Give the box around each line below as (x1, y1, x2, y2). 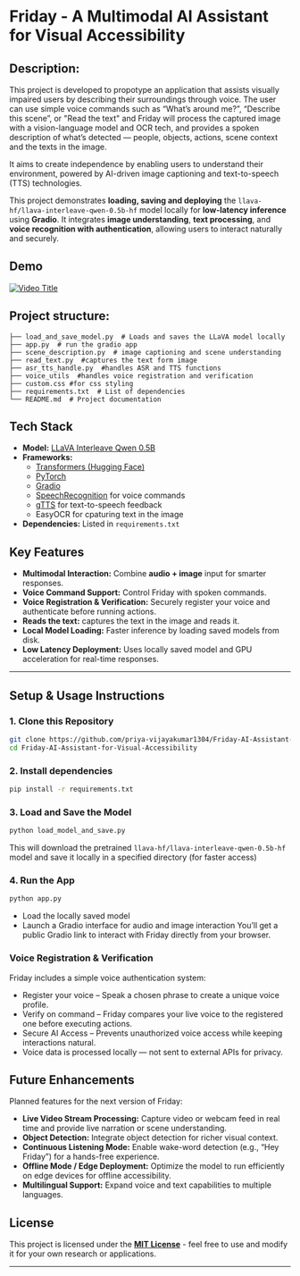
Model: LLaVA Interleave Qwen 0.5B (21, 442, 156, 453)
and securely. (9, 233, 60, 243)
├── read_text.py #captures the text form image (9, 356, 198, 365)
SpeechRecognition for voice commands (35, 490, 186, 501)
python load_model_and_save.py (9, 827, 126, 835)
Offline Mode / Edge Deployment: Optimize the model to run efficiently (21, 1161, 286, 1171)
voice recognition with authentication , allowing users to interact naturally (9, 223, 283, 234)
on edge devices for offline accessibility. (21, 1171, 171, 1181)
